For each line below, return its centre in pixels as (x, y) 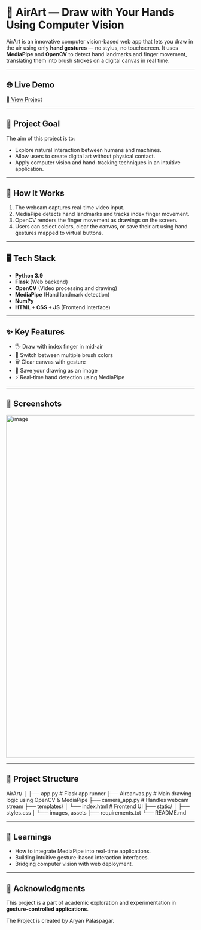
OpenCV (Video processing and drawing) (66, 288)
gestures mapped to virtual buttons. (59, 233)
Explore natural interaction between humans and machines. (88, 150)
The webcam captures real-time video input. (70, 208)
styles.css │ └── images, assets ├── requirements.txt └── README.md (96, 812)
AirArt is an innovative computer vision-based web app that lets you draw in (100, 41)
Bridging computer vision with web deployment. (74, 864)
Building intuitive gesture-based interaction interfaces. (82, 858)
